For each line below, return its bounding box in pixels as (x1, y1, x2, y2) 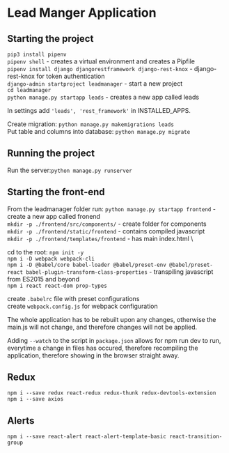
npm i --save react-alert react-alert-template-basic (7, 433, 167, 440)
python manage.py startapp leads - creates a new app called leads (7, 93, 200, 101)
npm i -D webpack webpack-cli (7, 255, 95, 262)
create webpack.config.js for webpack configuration (7, 302, 158, 310)
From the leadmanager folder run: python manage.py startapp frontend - (7, 204, 216, 213)
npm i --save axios (7, 396, 64, 403)
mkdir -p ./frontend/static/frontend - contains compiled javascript (7, 227, 205, 235)
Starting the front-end (7, 186, 106, 198)
